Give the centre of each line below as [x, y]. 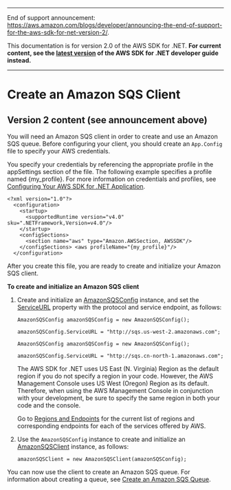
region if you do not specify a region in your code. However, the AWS [115, 376]
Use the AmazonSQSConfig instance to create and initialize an [101, 439]
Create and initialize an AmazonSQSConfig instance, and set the [108, 300]
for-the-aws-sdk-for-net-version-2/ [57, 32]
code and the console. [49, 405]
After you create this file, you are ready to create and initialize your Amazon [114, 266]
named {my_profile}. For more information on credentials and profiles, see [112, 179]
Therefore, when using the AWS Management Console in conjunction [115, 391]
